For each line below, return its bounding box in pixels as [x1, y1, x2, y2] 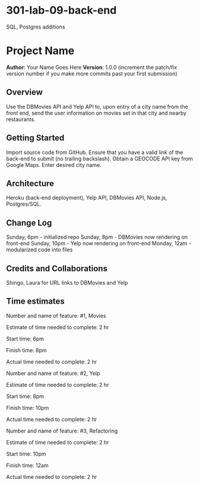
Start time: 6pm [6, 335, 45, 342]
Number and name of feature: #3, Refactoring [6, 427, 118, 434]
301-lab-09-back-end [6, 4, 117, 17]
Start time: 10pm [6, 450, 46, 457]
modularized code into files [6, 246, 73, 253]
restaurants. [6, 115, 36, 122]
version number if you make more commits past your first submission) [6, 70, 178, 77]
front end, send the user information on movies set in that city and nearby [6, 109, 187, 116]
